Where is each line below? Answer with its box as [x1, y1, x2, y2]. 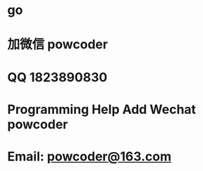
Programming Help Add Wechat [7, 101, 196, 118]
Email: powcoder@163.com [7, 148, 171, 164]
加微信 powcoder [7, 37, 108, 53]
